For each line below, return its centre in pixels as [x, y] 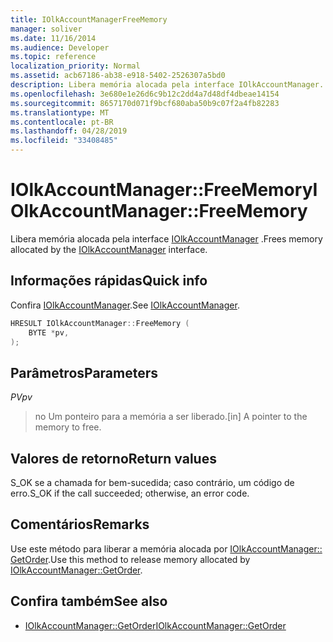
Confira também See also [89, 601]
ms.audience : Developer [60, 47]
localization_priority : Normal [75, 66]
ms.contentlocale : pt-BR [62, 122]
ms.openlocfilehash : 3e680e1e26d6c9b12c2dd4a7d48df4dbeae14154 [145, 94]
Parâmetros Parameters [84, 372]
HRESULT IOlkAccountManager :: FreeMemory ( [100, 323]
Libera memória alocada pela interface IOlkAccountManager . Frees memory [166, 238]
